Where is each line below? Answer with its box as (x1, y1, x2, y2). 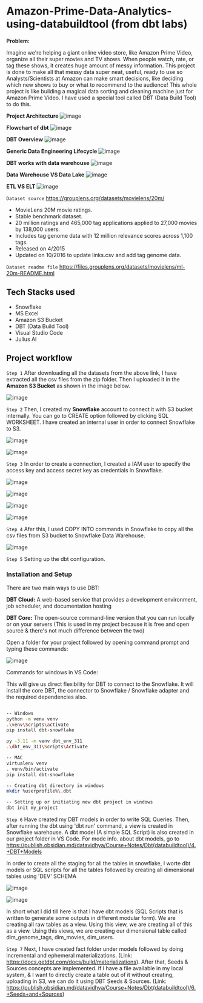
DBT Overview (6, 135, 44, 143)
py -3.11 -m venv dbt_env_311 (6, 738, 83, 744)
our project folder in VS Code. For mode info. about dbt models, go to (6, 835, 180, 842)
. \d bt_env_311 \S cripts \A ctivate (6, 744, 88, 750)
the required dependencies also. (6, 693, 87, 700)
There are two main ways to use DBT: (6, 584, 100, 591)
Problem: (6, 37, 30, 44)
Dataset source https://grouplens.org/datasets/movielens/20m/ (6, 194, 165, 201)
